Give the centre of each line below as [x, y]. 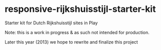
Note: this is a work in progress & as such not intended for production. [77, 32]
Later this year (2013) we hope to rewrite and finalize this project [71, 42]
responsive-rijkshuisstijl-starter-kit [80, 9]
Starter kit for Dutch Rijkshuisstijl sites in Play [51, 23]
